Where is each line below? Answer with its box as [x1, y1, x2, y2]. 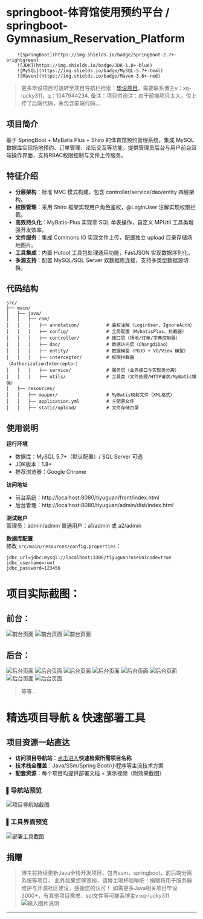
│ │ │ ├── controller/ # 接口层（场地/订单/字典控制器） [6, 335, 180, 342]
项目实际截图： [6, 587, 81, 601]
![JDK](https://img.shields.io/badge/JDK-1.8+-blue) [17, 62, 153, 69]
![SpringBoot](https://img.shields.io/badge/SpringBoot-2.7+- [17, 52, 177, 58]
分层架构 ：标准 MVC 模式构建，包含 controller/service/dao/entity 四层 [14, 188, 189, 195]
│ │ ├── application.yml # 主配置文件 [6, 399, 135, 405]
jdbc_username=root [6, 560, 56, 566]
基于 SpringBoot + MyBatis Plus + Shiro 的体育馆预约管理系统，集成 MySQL [6, 136, 195, 143]
